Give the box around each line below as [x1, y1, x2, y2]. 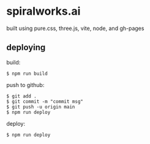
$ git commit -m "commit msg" [6, 98, 84, 105]
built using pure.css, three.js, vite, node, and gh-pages [6, 25, 144, 32]
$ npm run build [6, 70, 48, 77]
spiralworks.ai [6, 4, 81, 18]
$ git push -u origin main [6, 104, 75, 110]
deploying [6, 42, 46, 53]
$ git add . [6, 93, 37, 99]
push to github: [6, 81, 45, 88]
